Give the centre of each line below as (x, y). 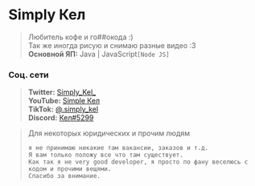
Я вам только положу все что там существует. (105, 155)
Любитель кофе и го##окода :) (81, 37)
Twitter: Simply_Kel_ (62, 92)
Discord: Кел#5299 (61, 118)
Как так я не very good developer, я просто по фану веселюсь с (138, 162)
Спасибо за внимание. (64, 176)
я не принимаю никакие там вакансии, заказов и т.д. (118, 148)
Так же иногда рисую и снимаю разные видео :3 (112, 45)
